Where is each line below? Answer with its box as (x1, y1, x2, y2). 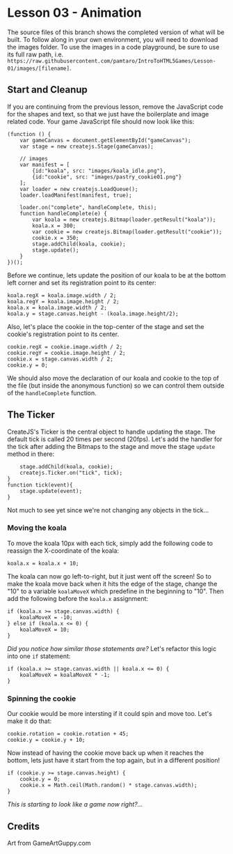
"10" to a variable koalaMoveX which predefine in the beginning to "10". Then (7, 587, 224, 595)
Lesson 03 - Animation (7, 5, 142, 21)
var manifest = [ (19, 161, 70, 168)
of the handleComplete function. (7, 388, 97, 397)
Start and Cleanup (7, 84, 88, 96)
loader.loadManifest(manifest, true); (19, 192, 132, 199)
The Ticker (7, 409, 56, 421)
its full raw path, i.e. (7, 50, 64, 59)
